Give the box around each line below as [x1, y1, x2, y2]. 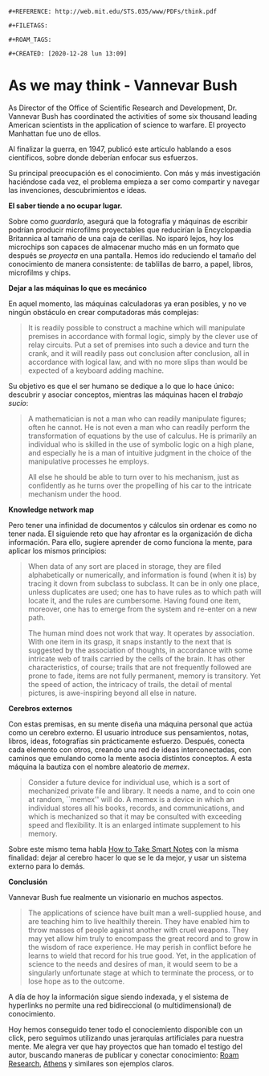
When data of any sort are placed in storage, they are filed [27, 561, 222, 571]
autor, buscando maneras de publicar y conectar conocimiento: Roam [8, 1049, 239, 1060]
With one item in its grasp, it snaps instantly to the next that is [27, 636, 232, 646]
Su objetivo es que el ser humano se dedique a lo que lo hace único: [8, 381, 234, 391]
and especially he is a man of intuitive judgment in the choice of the [27, 448, 252, 457]
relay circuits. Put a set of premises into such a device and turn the [27, 340, 250, 350]
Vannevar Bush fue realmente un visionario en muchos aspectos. [8, 892, 223, 902]
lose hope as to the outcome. [27, 976, 125, 986]
